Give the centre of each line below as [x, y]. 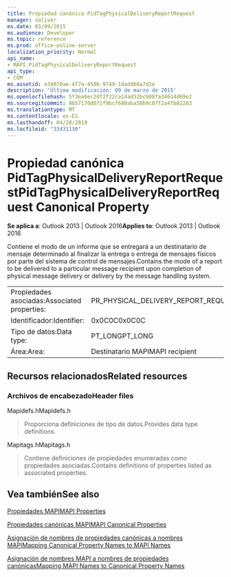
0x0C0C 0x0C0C [118, 321]
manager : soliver [32, 20]
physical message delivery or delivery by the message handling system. [109, 276]
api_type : [21, 71]
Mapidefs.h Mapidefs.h [39, 411]
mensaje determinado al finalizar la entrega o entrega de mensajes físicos [112, 254]
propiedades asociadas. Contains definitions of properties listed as [118, 465]
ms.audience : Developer [41, 33]
